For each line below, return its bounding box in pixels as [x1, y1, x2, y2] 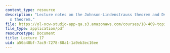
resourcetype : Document [5, 31, 56, 36]
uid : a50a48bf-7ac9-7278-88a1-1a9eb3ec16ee [5, 40, 99, 45]
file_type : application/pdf [5, 26, 65, 31]
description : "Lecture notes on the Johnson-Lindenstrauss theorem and [5, 12, 159, 17]
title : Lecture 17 [5, 36, 44, 41]
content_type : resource [5, 7, 56, 13]
